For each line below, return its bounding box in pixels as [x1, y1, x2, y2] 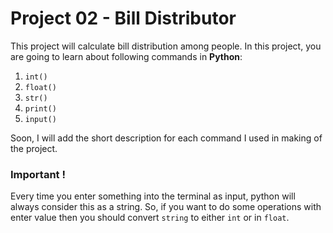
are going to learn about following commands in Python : [10, 50, 243, 62]
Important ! [10, 167, 66, 181]
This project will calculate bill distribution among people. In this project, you [10, 40, 322, 52]
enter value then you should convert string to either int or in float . [10, 212, 290, 224]
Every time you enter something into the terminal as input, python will [10, 190, 296, 202]
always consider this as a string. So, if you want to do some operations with [10, 201, 322, 213]
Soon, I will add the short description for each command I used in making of [10, 132, 323, 144]
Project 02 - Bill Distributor [10, 7, 237, 30]
